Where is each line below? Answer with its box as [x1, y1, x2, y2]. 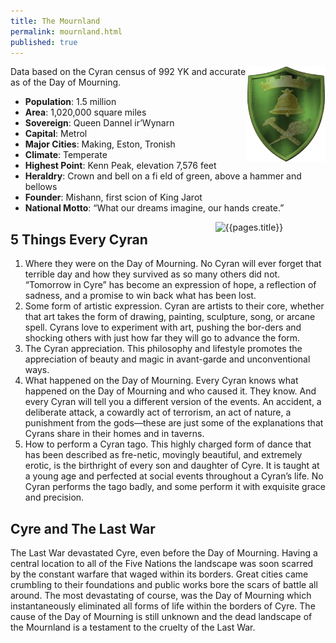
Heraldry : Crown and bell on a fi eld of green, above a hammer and [24, 170, 302, 182]
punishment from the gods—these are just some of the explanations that [24, 417, 324, 429]
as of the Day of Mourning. [10, 76, 122, 89]
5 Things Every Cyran [10, 231, 148, 248]
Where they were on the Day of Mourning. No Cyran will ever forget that [24, 258, 322, 270]
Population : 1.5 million [24, 96, 117, 108]
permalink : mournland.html [10, 26, 123, 37]
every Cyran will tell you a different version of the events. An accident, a [24, 396, 322, 408]
